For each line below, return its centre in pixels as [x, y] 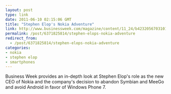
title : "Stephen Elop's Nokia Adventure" [50, 24]
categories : [18, 48]
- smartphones [20, 62]
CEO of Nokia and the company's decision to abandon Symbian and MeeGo [85, 82]
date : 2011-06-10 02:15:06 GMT [38, 19]
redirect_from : [21, 39]
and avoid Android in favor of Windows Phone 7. [56, 87]
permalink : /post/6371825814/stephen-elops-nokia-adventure [70, 34]
